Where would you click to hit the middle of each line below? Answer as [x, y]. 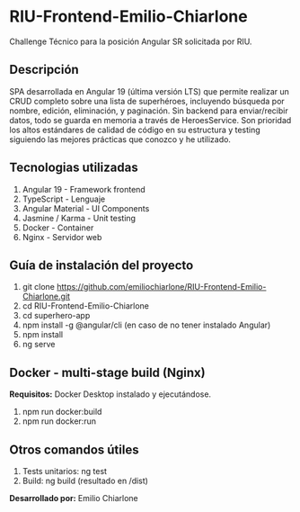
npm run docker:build [62, 412]
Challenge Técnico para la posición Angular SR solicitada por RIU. [131, 41]
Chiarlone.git [46, 296]
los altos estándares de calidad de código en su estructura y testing [135, 130]
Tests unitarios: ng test [65, 471]
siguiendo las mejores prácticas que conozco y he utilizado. [120, 139]
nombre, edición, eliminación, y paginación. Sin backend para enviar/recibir [149, 111]
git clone [39, 287]
